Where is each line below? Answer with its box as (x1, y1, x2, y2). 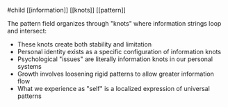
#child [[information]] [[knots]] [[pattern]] (7, 6, 127, 14)
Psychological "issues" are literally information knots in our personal (17, 55, 213, 63)
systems (17, 63, 42, 70)
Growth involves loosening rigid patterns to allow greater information (17, 69, 214, 78)
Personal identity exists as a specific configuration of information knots (17, 48, 221, 56)
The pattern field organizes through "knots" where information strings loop (7, 19, 222, 27)
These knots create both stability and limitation (17, 40, 152, 48)
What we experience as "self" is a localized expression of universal (17, 85, 210, 92)
